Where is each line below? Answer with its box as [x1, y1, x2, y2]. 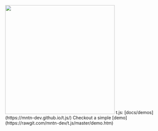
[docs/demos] [124, 110, 153, 115]
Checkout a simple [72, 115, 111, 121]
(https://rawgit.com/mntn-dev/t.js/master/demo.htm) [5, 120, 113, 126]
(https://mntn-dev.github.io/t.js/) [5, 115, 72, 121]
